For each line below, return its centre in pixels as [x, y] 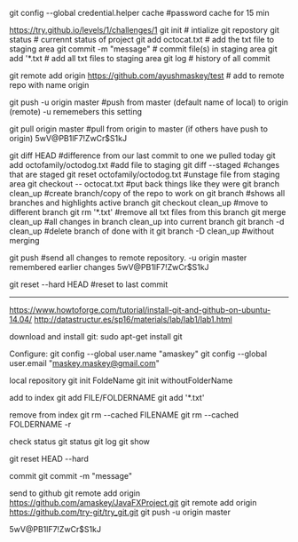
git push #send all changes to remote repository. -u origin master [128, 258]
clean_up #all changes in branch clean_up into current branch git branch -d [147, 222]
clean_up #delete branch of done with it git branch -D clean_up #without [142, 231]
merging [24, 240]
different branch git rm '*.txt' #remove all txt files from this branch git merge [148, 212]
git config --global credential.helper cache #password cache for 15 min [139, 13]
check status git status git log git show [80, 442]
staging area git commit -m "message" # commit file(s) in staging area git [143, 49]
